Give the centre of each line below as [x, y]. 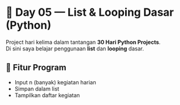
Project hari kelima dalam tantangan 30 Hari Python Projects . [83, 42]
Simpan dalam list [37, 89]
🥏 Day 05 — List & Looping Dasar [90, 12]
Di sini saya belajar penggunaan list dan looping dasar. [75, 49]
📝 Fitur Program [36, 68]
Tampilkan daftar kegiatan [47, 95]
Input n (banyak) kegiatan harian [55, 82]
